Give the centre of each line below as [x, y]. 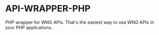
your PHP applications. [29, 27]
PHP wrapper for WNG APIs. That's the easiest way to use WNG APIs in [79, 22]
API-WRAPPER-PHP [48, 9]
